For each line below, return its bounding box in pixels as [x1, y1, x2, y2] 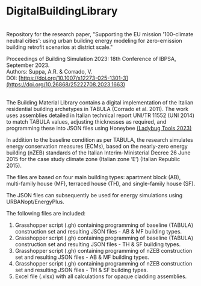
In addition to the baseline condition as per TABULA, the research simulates [6, 136, 194, 143]
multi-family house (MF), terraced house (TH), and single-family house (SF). [6, 180, 196, 187]
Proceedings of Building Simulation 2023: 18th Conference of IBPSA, [6, 55, 176, 62]
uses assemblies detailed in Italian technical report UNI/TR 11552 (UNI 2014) [6, 112, 194, 119]
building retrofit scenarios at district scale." [6, 43, 113, 51]
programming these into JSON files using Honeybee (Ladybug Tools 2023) [6, 124, 192, 132]
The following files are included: [6, 209, 86, 217]
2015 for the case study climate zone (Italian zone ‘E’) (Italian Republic [6, 155, 181, 162]
